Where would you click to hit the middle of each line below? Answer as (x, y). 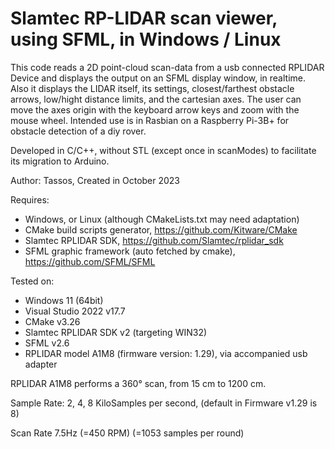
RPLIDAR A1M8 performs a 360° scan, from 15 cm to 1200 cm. (138, 383)
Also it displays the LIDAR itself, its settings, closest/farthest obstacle (152, 88)
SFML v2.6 (47, 343)
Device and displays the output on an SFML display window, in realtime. (158, 78)
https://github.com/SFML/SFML (90, 261)
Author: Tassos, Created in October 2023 (95, 180)
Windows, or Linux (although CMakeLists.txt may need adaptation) (162, 219)
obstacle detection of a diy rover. (78, 131)
